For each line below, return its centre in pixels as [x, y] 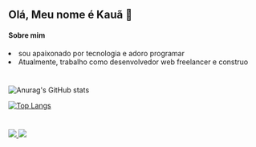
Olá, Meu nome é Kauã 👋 [70, 15]
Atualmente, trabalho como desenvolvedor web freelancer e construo [134, 62]
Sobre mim [27, 35]
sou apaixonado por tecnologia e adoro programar [102, 53]
